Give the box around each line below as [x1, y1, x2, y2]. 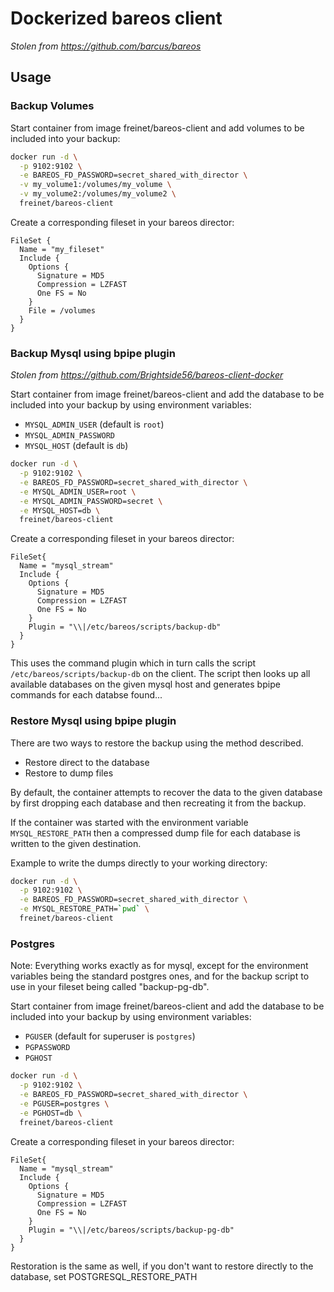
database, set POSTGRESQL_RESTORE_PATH [10, 1270, 198, 1282]
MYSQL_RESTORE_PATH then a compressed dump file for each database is [10, 827, 301, 839]
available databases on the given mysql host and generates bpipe [10, 678, 281, 691]
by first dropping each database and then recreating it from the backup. [10, 797, 307, 809]
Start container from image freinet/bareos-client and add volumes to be [10, 122, 305, 134]
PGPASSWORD [24, 1043, 71, 1053]
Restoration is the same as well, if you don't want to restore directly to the [10, 1260, 314, 1272]
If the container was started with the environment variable [10, 816, 249, 828]
